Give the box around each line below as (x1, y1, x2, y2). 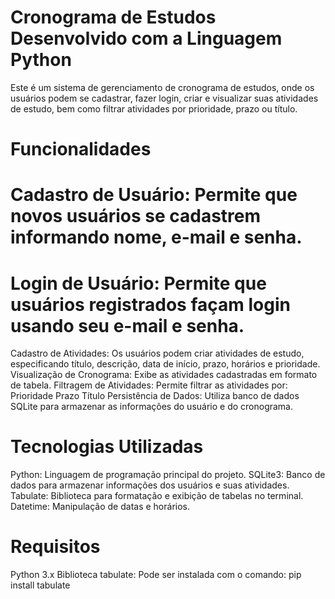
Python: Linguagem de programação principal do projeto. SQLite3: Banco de (10, 469, 326, 481)
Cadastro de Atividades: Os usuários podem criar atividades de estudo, (10, 347, 305, 360)
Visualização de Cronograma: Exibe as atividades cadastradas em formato (10, 369, 318, 381)
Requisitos (10, 536, 101, 558)
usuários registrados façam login (10, 293, 291, 316)
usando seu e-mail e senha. (10, 314, 245, 337)
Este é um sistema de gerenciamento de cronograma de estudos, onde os (10, 81, 315, 93)
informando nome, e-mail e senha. (10, 226, 303, 249)
